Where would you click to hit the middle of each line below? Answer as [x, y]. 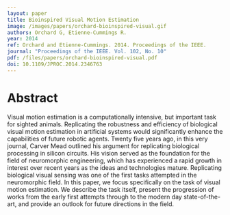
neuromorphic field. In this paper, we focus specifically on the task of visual [114, 182]
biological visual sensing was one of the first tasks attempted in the [102, 175]
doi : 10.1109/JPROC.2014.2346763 [55, 64]
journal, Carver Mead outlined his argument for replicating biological [103, 146]
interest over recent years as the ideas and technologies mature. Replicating [115, 167]
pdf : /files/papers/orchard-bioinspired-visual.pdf [82, 58]
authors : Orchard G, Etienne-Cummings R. [67, 32]
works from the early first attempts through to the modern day [95, 197]
